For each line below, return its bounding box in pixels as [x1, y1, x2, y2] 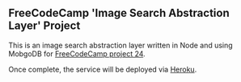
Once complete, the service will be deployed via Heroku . [8, 64, 197, 74]
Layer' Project [8, 19, 81, 33]
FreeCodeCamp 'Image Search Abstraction [8, 6, 230, 20]
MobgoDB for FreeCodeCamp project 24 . [8, 48, 146, 59]
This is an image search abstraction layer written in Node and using [8, 40, 233, 50]
